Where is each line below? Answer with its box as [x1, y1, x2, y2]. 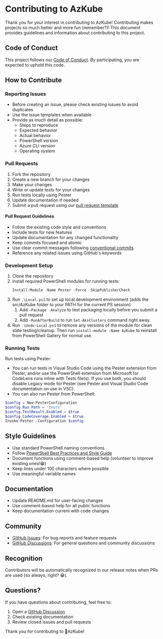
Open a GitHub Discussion [12, 608, 65, 614]
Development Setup [5, 262, 53, 269]
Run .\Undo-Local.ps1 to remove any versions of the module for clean [12, 322, 152, 328]
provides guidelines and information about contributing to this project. [5, 30, 145, 35]
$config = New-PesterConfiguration [5, 400, 77, 405]
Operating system [19, 148, 55, 154]
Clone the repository [12, 273, 54, 279]
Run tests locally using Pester [12, 192, 72, 198]
